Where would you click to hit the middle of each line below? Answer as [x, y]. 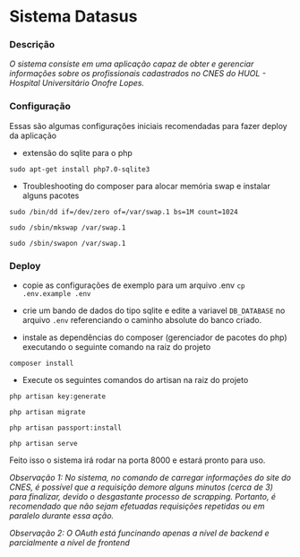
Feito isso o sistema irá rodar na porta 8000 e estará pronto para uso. [137, 460]
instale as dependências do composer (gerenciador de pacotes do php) [155, 337]
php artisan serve [43, 444]
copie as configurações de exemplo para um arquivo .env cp [133, 285]
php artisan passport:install [66, 428]
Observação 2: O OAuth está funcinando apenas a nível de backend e [140, 533]
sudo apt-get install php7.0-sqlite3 [80, 169]
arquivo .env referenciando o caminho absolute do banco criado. [142, 320]
